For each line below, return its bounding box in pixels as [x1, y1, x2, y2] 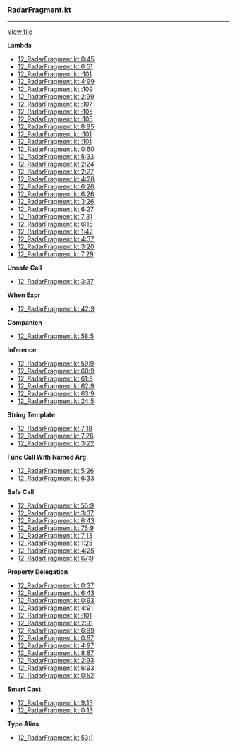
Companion [7, 318, 42, 327]
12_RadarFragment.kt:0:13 [17, 706, 93, 714]
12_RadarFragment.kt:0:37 [17, 581, 95, 590]
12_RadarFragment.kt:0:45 [17, 55, 95, 64]
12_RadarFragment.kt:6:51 [17, 62, 93, 71]
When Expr [7, 291, 41, 299]
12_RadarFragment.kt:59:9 [17, 359, 95, 368]
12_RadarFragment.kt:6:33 [17, 474, 95, 483]
